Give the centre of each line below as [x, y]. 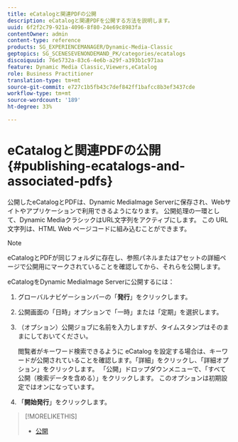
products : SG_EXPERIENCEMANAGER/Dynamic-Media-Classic [90, 47]
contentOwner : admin [38, 34]
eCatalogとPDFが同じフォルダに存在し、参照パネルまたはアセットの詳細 [114, 257]
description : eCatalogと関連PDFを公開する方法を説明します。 [90, 21]
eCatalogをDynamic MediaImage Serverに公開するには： [91, 282]
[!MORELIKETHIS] [51, 416]
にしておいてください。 [58, 336]
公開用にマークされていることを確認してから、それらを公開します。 [125, 266]
